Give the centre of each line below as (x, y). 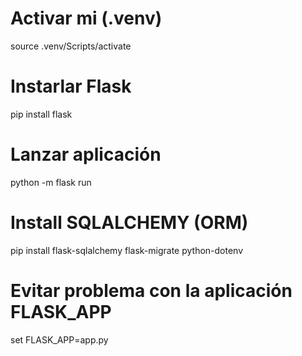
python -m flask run (51, 182)
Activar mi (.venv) (86, 18)
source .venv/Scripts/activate (71, 46)
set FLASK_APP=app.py (59, 339)
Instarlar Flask (71, 86)
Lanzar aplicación (86, 154)
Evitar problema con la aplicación (151, 290)
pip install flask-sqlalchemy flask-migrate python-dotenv (127, 250)
